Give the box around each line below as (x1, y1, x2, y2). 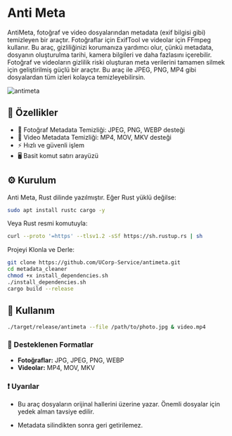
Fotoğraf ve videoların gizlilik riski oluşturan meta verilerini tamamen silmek (7, 58, 225, 66)
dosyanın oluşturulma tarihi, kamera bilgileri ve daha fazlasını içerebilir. (7, 51, 212, 59)
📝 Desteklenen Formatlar (7, 340, 94, 350)
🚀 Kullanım (7, 305, 55, 317)
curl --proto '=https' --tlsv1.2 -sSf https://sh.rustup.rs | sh (7, 233, 202, 240)
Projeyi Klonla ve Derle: (7, 246, 75, 254)
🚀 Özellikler (7, 107, 58, 119)
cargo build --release (7, 285, 74, 292)
